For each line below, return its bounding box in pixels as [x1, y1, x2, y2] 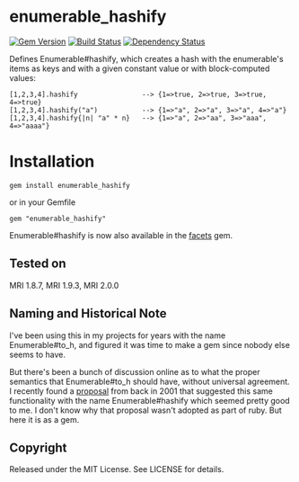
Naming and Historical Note [9, 306, 167, 321]
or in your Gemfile [9, 196, 76, 208]
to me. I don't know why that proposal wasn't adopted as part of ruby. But [9, 405, 283, 415]
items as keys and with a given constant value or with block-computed [9, 63, 270, 74]
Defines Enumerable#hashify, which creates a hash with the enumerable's [9, 53, 285, 64]
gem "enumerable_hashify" [9, 214, 106, 223]
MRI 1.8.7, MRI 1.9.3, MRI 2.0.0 [9, 280, 119, 290]
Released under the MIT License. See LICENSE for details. [9, 464, 224, 475]
